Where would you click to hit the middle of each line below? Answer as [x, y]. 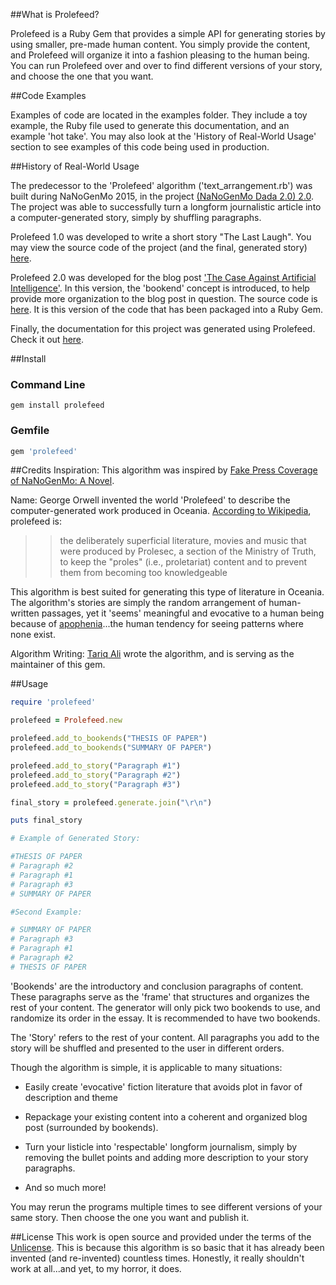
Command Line [48, 384]
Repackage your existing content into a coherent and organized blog [166, 1116]
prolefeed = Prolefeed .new [66, 720]
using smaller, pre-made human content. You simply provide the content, [160, 44]
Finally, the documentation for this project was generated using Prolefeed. [163, 328]
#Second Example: [46, 912]
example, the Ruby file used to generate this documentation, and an [150, 125]
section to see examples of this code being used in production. [140, 147]
